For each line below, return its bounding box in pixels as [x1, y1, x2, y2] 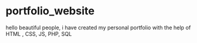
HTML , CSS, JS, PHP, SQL [5, 30, 72, 37]
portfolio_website [5, 4, 95, 18]
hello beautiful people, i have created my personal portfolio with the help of [5, 24, 191, 31]
